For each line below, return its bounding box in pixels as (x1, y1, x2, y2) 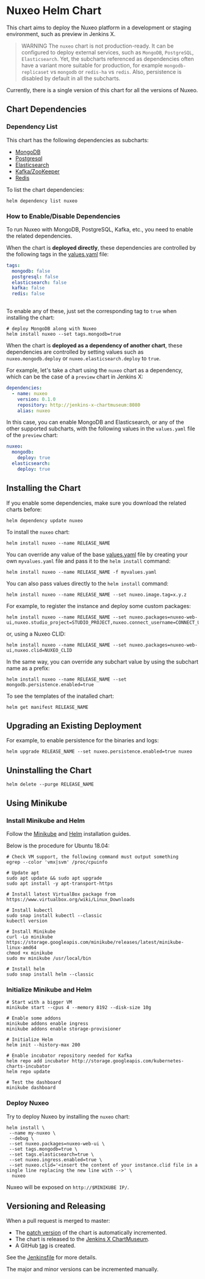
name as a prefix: (6, 664, 50, 672)
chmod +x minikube (6, 950, 53, 956)
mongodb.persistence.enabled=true (6, 681, 95, 687)
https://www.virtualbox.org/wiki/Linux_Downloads (6, 896, 135, 902)
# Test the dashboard (6, 1079, 62, 1085)
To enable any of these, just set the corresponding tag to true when (6, 308, 177, 315)
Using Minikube (6, 798, 68, 808)
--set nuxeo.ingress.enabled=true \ (9, 1156, 103, 1163)
